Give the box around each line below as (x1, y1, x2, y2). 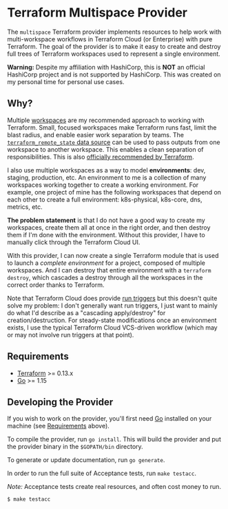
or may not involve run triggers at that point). (7, 330, 134, 339)
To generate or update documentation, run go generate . (7, 456, 165, 464)
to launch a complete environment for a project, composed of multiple (7, 259, 205, 267)
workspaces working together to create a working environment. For (7, 181, 199, 189)
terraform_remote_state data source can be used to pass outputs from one (7, 138, 220, 146)
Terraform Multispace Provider (7, 5, 188, 21)
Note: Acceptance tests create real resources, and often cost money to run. (7, 483, 222, 491)
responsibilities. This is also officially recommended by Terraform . (7, 152, 194, 161)
